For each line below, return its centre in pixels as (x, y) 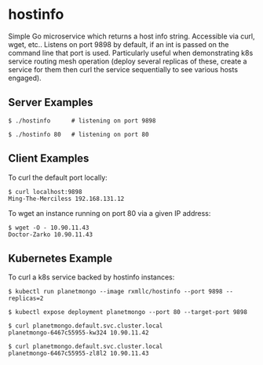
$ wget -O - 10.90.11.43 (49, 228)
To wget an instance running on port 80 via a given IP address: (110, 213)
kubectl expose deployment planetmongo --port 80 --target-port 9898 (131, 312)
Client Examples (49, 159)
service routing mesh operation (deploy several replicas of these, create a (128, 61)
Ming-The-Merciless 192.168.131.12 (66, 199)
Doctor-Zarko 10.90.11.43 (50, 234)
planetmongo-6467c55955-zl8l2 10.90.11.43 (79, 354)
